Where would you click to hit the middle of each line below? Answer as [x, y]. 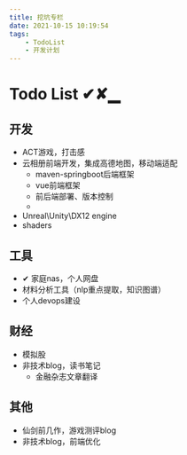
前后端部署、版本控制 [74, 197]
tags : [19, 34]
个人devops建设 [51, 300]
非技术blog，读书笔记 [61, 365]
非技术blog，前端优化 [61, 441]
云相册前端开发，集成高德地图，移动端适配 [100, 163]
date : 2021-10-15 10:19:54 [59, 26]
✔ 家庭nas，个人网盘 [60, 278]
